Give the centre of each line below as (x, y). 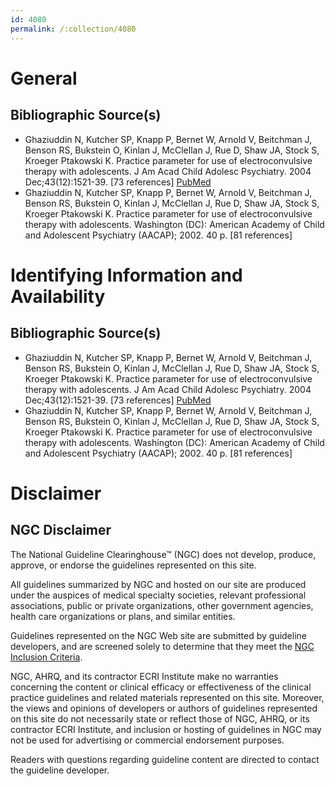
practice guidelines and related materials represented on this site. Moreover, (167, 697)
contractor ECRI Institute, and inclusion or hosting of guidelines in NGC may (166, 729)
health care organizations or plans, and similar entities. (123, 616)
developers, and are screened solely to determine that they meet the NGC (162, 646)
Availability (58, 296)
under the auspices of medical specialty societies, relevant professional (158, 595)
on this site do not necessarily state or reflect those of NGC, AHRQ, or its (160, 718)
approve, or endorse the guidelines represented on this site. (133, 565)
